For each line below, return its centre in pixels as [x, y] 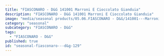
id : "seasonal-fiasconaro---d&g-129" [43, 46]
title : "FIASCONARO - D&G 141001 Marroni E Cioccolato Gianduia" [73, 9]
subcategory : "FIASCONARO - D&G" [39, 28]
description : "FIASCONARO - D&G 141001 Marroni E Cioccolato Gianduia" [79, 14]
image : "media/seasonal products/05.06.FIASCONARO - [60, 19]
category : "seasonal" [27, 23]
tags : [10, 32]
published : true [21, 41]
